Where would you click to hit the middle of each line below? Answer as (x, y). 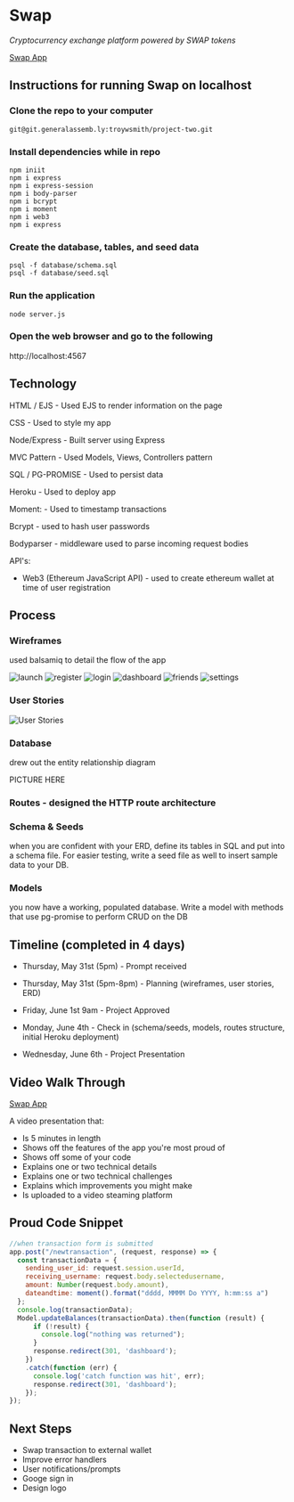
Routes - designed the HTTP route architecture (113, 803)
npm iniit (28, 170)
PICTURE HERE (37, 780)
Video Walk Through (68, 1082)
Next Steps (41, 1429)
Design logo (44, 1488)
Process (33, 616)
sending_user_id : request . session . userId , (105, 1269)
